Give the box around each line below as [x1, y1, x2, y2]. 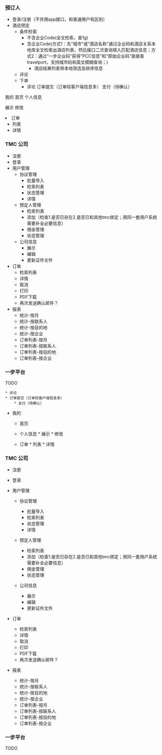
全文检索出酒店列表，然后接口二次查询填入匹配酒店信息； [35, 47, 152, 53]
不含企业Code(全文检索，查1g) [26, 35, 89, 41]
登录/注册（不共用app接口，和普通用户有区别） [12, 16, 108, 23]
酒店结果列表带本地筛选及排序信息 [34, 65, 103, 72]
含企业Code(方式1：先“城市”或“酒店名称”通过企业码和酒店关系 [26, 41, 152, 47]
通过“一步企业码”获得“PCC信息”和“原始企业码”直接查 [38, 53, 144, 59]
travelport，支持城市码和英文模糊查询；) [26, 59, 109, 65]
